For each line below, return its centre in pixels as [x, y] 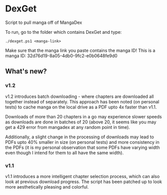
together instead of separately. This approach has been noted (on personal [82, 101]
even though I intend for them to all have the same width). [64, 153]
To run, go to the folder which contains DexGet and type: [64, 32]
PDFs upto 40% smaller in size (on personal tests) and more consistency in [82, 142]
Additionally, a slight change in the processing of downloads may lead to [80, 137]
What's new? [26, 71]
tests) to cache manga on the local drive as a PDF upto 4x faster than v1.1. [81, 107]
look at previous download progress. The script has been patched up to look [83, 182]
